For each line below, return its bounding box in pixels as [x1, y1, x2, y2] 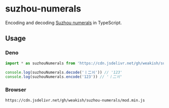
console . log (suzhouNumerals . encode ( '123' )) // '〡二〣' [5, 74, 123, 79]
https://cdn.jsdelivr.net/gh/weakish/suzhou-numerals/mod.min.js [5, 97, 145, 103]
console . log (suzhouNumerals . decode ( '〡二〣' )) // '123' [5, 70, 123, 75]
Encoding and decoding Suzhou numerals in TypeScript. [5, 20, 122, 26]
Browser [5, 86, 27, 93]
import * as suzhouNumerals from [5, 61, 75, 66]
